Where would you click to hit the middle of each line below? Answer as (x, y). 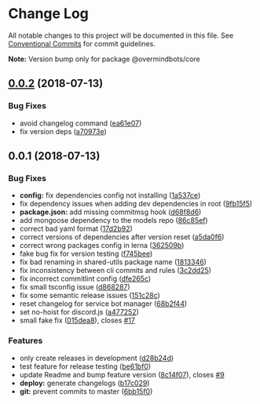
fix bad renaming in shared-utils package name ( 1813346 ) (113, 262)
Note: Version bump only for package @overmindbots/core (104, 59)
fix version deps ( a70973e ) (63, 131)
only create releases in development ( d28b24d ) (97, 358)
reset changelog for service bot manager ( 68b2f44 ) (103, 304)
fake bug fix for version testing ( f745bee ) (86, 254)
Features (26, 340)
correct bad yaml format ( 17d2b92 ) (76, 229)
